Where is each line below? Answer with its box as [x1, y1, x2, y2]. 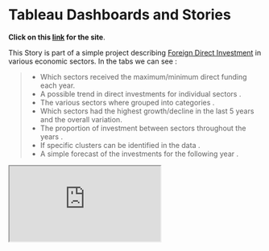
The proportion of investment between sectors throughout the [39, 123, 246, 133]
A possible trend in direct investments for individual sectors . [39, 88, 242, 98]
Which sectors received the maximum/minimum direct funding [39, 72, 247, 81]
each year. [39, 80, 76, 90]
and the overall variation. [39, 114, 122, 124]
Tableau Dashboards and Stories [8, 6, 231, 24]
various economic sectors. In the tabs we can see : [8, 56, 177, 66]
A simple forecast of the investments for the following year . [39, 149, 239, 158]
